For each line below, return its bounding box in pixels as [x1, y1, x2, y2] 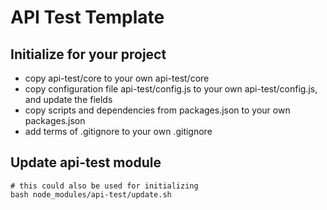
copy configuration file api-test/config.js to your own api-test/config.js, [24, 83, 318, 95]
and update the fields [24, 94, 113, 105]
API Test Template [10, 6, 165, 29]
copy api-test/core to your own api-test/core [24, 72, 210, 84]
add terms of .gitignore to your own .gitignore [24, 126, 213, 137]
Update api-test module [10, 154, 162, 171]
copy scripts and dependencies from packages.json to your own [24, 104, 291, 116]
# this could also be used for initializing [10, 181, 199, 191]
